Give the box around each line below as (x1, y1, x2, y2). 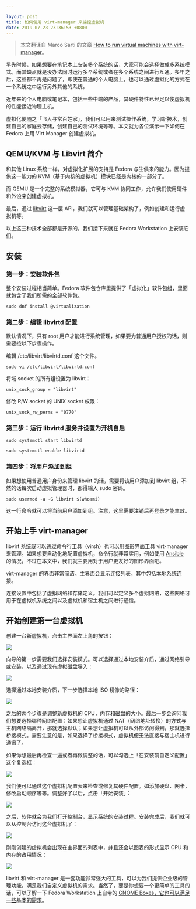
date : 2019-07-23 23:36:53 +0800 (6, 25, 87, 30)
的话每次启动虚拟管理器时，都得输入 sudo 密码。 (10, 484, 128, 491)
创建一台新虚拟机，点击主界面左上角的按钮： (6, 632, 114, 639)
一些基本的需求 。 (6, 897, 47, 904)
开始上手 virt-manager (6, 526, 89, 536)
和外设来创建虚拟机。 (6, 193, 57, 200)
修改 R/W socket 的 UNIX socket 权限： (6, 398, 100, 405)
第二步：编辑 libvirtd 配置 (6, 318, 78, 326)
